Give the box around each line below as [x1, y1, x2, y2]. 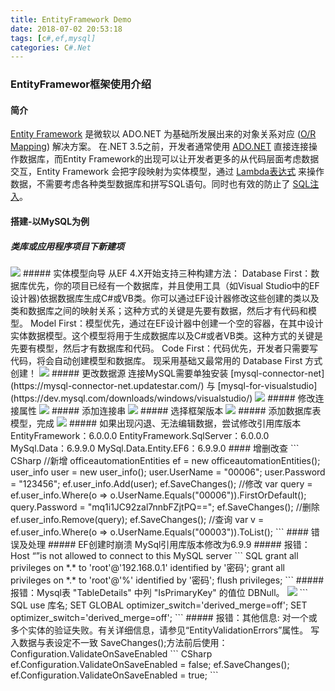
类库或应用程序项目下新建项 [10, 240, 125, 252]
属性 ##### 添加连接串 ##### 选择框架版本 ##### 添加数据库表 [18, 404, 322, 416]
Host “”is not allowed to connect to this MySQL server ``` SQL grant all [10, 549, 299, 561]
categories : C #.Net [10, 42, 92, 53]
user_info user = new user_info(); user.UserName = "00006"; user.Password [10, 466, 326, 478]
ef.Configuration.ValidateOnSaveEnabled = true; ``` [10, 669, 219, 681]
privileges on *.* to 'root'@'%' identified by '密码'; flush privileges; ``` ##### [10, 574, 325, 586]
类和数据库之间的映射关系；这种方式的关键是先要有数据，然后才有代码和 [10, 304, 308, 316]
